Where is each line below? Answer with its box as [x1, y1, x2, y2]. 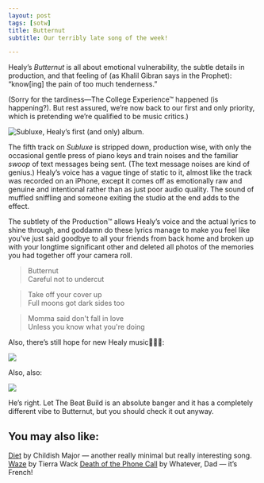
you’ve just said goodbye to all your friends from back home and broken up [8, 234, 254, 243]
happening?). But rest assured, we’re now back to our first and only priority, [8, 103, 255, 113]
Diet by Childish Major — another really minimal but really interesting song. [8, 450, 252, 461]
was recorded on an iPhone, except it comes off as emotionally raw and [8, 176, 243, 186]
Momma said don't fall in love [27, 314, 124, 323]
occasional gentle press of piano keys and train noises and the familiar [8, 151, 239, 160]
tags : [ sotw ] [8, 19, 52, 27]
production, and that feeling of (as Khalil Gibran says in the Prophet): [8, 71, 232, 80]
